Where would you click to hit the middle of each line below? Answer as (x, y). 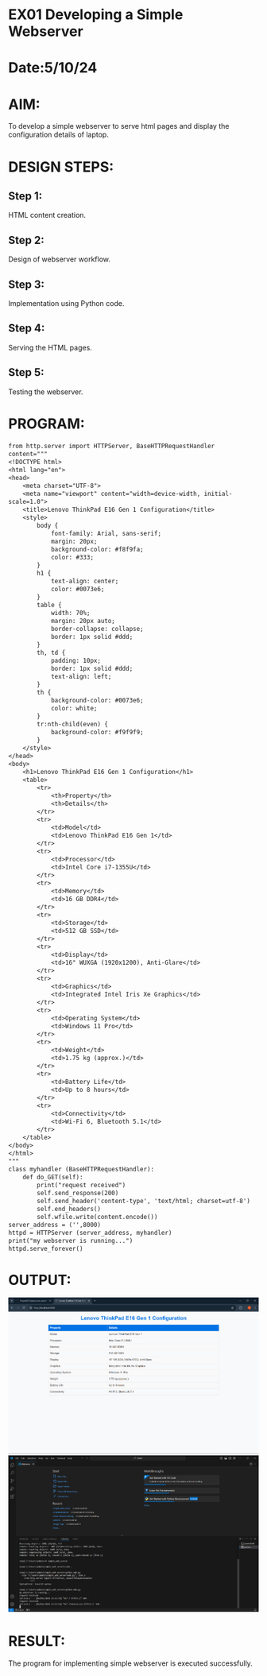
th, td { (51, 652)
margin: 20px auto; (83, 621)
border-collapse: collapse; (97, 629)
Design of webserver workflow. (60, 259)
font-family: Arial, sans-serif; (106, 533)
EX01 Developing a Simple (96, 15)
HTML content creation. (47, 215)
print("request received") (81, 1185)
